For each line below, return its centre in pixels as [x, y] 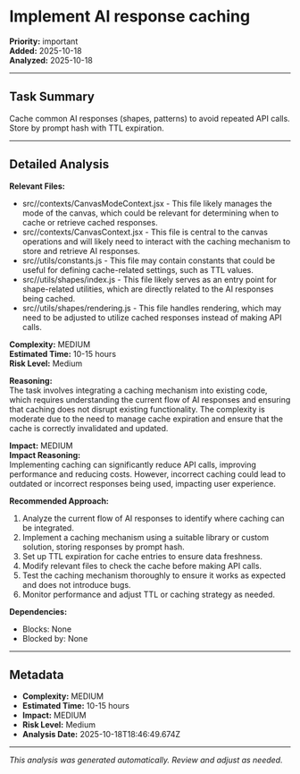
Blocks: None [47, 629]
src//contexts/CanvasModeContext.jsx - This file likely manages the [147, 203]
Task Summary [52, 97]
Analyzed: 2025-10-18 [51, 60]
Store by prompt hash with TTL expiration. [87, 128]
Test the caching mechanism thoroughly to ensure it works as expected [154, 575]
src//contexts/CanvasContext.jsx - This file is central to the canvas [145, 232]
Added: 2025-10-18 [46, 50]
